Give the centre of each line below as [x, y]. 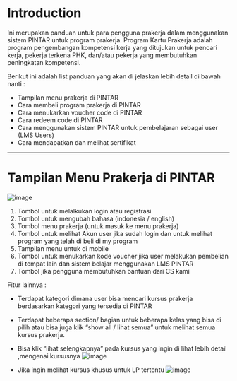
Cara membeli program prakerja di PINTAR [79, 105]
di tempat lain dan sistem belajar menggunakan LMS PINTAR [105, 264]
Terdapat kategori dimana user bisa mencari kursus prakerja [105, 298]
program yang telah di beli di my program [78, 241]
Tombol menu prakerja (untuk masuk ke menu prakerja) [98, 226]
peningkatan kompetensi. [44, 62]
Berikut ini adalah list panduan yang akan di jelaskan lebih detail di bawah [114, 76]
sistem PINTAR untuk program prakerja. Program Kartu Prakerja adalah [110, 40]
